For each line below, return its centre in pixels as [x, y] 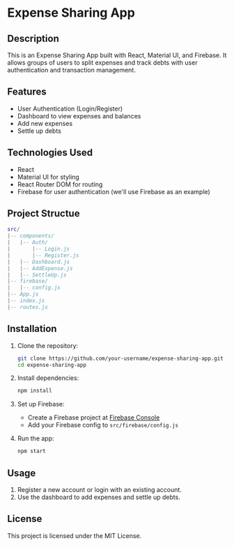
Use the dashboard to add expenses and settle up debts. [99, 497]
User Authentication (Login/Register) [70, 109]
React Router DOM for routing [60, 184]
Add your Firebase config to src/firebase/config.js [103, 425]
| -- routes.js [28, 307]
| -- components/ [31, 236]
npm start [32, 451]
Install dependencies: [48, 378]
